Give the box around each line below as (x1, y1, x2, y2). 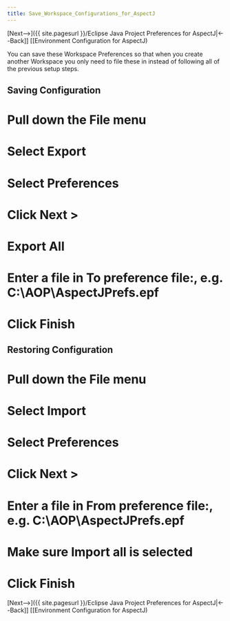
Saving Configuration (7, 84, 101, 97)
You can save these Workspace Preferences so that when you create (7, 50, 203, 58)
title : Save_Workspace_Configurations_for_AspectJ (7, 10, 156, 17)
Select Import (7, 403, 87, 419)
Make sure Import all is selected (7, 544, 193, 560)
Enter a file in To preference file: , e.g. (7, 270, 223, 286)
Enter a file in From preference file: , (7, 498, 213, 513)
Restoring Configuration (7, 343, 114, 356)
